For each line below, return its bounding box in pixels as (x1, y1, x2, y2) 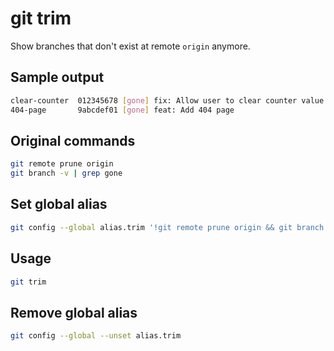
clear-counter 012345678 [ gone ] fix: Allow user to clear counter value (10, 95, 325, 106)
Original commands (10, 132, 136, 149)
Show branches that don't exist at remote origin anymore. (10, 40, 251, 52)
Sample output (10, 69, 105, 86)
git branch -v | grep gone (10, 168, 123, 179)
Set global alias (10, 196, 108, 213)
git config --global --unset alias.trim (10, 331, 182, 341)
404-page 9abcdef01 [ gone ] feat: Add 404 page (10, 105, 235, 115)
